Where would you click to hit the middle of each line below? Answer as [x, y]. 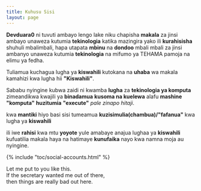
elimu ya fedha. [25, 60]
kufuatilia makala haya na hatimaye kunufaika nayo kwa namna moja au [95, 139]
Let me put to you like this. [39, 169]
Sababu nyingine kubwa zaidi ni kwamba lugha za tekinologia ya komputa [99, 90]
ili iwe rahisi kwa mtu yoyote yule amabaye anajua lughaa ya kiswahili [93, 133]
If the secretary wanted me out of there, [55, 175]
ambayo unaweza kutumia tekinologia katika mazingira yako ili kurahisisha [99, 41]
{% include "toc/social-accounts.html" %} [58, 157]
